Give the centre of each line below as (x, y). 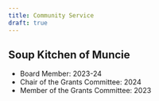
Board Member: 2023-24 (60, 74)
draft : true (28, 23)
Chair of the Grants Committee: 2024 (80, 82)
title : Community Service (51, 15)
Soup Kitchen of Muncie (69, 55)
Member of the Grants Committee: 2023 (85, 91)
